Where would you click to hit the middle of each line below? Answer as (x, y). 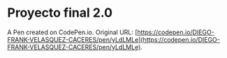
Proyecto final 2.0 (60, 13)
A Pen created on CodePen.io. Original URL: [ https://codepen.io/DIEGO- (111, 32)
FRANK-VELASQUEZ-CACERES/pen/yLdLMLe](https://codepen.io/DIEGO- (113, 39)
